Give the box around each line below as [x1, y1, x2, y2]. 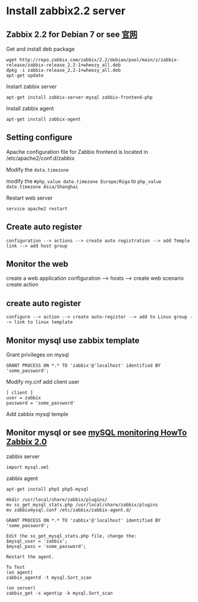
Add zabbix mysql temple [6, 411, 68, 418]
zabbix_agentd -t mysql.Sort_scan [6, 575, 92, 581]
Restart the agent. [6, 554, 55, 560]
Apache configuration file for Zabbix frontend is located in [6, 148, 149, 155]
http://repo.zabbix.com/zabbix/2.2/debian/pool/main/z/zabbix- [19, 57, 180, 63]
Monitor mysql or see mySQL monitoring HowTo [6, 428, 187, 438]
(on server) [6, 585, 36, 591]
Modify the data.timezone [6, 166, 70, 173]
